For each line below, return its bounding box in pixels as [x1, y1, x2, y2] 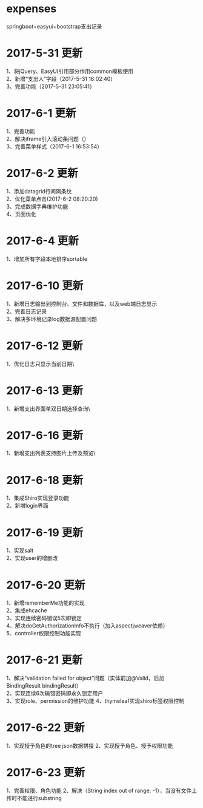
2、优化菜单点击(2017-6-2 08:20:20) [6, 195, 98, 202]
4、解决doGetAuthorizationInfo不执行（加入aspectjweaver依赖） [6, 622, 168, 629]
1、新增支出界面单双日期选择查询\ [6, 405, 90, 412]
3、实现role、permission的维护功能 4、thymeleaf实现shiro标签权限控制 [6, 697, 185, 705]
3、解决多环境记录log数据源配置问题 [6, 315, 98, 322]
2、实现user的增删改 [6, 554, 58, 562]
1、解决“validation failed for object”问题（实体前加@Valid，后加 [6, 674, 165, 682]
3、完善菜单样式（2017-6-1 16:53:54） [6, 142, 103, 150]
